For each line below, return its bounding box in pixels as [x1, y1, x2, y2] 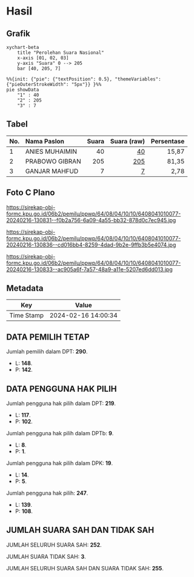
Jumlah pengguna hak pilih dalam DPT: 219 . [6, 400, 116, 407]
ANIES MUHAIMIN [25, 147, 78, 156]
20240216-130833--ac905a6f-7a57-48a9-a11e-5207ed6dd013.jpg [6, 265, 173, 273]
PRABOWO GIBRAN [25, 157, 81, 165]
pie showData [6, 87, 39, 93]
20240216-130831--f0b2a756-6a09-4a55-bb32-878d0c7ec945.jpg [6, 216, 176, 223]
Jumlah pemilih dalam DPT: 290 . [6, 348, 88, 355]
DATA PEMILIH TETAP [6, 332, 90, 342]
